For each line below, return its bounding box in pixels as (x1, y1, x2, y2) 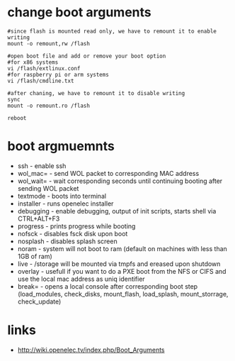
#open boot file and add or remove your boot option (7, 52, 166, 60)
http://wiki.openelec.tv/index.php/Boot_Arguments (17, 345, 165, 354)
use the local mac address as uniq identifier (17, 274, 145, 283)
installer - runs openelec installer (17, 199, 114, 208)
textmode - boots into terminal (17, 191, 107, 200)
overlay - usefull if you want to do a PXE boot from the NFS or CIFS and (17, 267, 227, 275)
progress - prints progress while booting (17, 221, 136, 231)
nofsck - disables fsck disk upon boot (17, 229, 128, 238)
